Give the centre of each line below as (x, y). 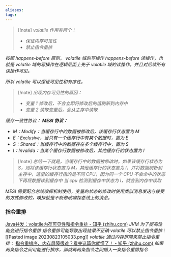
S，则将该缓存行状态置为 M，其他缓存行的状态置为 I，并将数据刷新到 (90, 168)
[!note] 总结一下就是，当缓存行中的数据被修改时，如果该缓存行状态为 (90, 161)
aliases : (15, 10)
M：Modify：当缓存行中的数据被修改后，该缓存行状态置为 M (76, 131)
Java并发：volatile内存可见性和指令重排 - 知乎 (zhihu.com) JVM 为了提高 (82, 224)
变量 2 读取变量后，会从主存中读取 (62, 110)
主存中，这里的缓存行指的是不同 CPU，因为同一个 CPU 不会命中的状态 (91, 174)
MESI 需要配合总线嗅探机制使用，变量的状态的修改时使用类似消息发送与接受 (85, 191)
